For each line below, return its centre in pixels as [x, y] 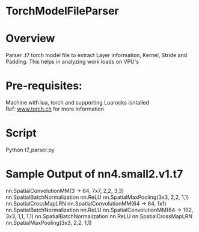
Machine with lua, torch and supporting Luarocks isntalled [78, 103]
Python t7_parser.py [30, 150]
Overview [30, 39]
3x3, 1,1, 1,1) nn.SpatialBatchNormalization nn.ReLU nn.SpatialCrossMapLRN [99, 216]
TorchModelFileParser [62, 11]
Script [21, 133]
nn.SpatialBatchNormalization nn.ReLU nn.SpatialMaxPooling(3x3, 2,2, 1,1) [97, 197]
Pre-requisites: [44, 86]
